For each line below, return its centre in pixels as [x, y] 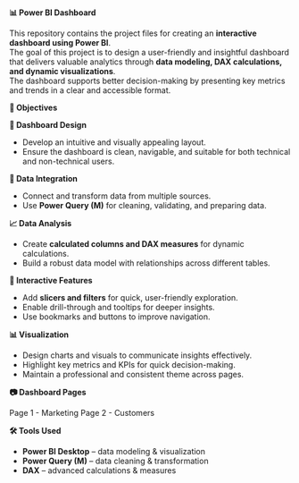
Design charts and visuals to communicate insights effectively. [137, 355]
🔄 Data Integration [44, 178]
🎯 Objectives [33, 107]
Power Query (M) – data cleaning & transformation [115, 461]
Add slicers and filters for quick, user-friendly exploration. [130, 297]
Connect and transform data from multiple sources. [116, 196]
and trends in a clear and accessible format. [90, 90]
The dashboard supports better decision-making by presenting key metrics [147, 80]
